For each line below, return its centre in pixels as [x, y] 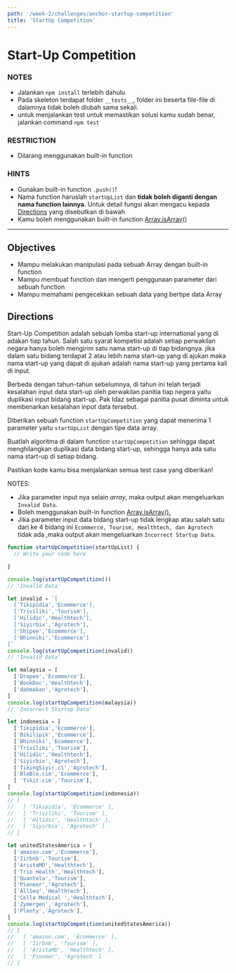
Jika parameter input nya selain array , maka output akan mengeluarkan [121, 497]
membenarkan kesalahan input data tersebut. [73, 407]
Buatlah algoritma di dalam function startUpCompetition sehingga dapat [111, 442]
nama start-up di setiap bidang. [53, 457]
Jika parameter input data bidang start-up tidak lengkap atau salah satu [121, 520]
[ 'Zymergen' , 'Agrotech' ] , [52, 905]
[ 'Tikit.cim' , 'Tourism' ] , [53, 781]
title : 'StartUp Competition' [52, 20]
